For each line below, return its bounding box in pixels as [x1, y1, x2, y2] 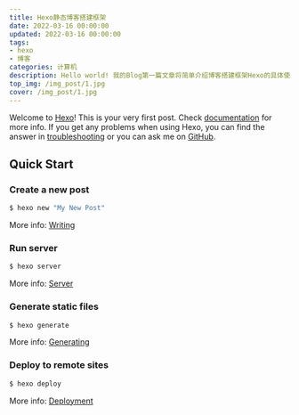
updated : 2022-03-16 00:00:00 [9, 29, 122, 38]
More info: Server [9, 278, 74, 289]
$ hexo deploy [9, 379, 62, 388]
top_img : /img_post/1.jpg [9, 79, 105, 88]
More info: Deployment [9, 395, 93, 406]
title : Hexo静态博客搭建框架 [9, 12, 107, 22]
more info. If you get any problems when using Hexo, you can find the [9, 121, 265, 132]
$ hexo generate [9, 321, 69, 330]
